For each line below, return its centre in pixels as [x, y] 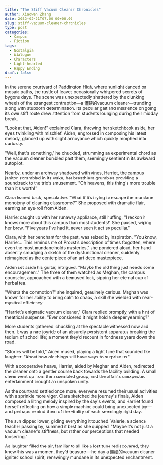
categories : [17, 32]
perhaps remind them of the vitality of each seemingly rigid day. [78, 411]
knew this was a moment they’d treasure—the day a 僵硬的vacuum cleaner [80, 452]
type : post [16, 28]
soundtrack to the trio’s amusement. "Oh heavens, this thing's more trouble [80, 183]
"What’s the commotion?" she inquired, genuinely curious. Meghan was [77, 292]
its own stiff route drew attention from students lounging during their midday [81, 113]
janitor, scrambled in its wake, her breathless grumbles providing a [72, 178]
